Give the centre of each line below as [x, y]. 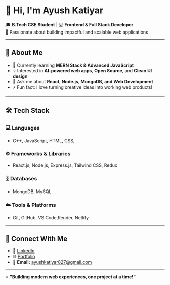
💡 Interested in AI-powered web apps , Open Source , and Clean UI [82, 70]
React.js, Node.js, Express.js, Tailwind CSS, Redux [65, 165]
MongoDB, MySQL [32, 192]
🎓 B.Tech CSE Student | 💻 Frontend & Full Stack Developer [69, 24]
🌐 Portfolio [24, 257]
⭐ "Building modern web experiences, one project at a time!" [71, 277]
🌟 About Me [24, 53]
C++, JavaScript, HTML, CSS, [44, 141]
